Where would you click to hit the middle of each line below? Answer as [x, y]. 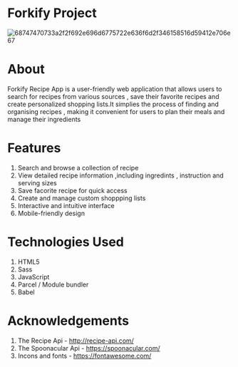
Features [34, 148]
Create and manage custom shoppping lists [82, 198]
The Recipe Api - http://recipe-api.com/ [76, 341]
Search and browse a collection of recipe [78, 167]
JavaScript [33, 276]
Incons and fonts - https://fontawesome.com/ [84, 356]
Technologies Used [66, 242]
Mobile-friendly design [51, 213]
